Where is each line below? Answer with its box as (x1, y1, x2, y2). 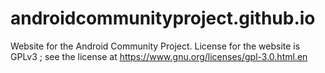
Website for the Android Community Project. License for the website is (10, 40, 301, 52)
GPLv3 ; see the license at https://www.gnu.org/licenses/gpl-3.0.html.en (10, 50, 308, 62)
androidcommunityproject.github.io (10, 7, 316, 30)
